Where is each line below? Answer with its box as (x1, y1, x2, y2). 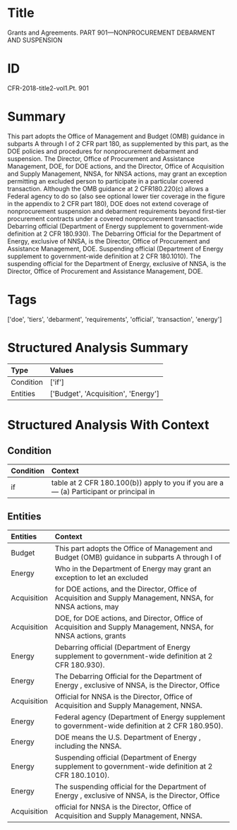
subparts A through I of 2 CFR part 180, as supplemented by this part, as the (7, 139, 229, 148)
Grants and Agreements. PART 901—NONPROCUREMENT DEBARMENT (7, 28, 216, 37)
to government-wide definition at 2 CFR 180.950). (54, 721, 224, 730)
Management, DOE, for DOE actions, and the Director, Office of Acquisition (7, 162, 224, 170)
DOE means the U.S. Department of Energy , (54, 732, 201, 742)
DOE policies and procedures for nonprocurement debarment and (7, 147, 199, 155)
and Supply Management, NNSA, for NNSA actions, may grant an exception (7, 169, 227, 178)
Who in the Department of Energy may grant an (54, 563, 212, 573)
